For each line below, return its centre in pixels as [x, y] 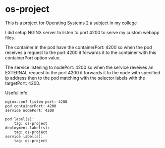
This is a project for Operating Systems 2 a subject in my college [71, 23]
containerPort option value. [33, 57]
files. [10, 38]
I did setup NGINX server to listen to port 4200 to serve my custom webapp [82, 32]
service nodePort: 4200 [30, 110]
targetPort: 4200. [23, 83]
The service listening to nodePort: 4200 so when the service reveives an [79, 67]
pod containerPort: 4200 [31, 106]
